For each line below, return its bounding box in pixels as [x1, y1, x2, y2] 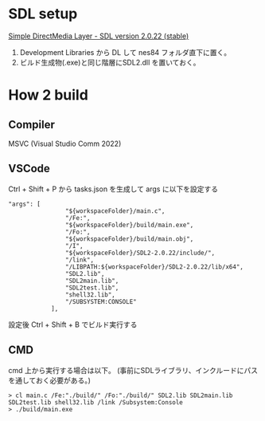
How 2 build [8, 86, 89, 104]
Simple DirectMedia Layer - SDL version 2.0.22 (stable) [8, 31, 189, 41]
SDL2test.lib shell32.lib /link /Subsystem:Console [8, 398, 183, 407]
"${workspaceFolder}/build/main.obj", [64, 234, 194, 243]
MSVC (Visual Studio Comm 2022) [8, 139, 122, 148]
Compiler [8, 117, 56, 132]
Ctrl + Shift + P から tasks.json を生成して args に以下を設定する [8, 184, 219, 194]
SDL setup [8, 5, 78, 23]
